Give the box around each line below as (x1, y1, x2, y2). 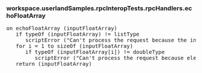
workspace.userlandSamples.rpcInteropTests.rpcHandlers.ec (6, 4, 192, 12)
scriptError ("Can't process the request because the (25, 37, 188, 44)
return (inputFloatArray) (16, 61, 92, 68)
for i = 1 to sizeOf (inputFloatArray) (16, 43, 133, 50)
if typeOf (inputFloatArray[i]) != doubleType (25, 49, 165, 56)
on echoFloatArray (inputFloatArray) (6, 25, 118, 32)
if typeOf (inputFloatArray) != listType (16, 31, 140, 38)
